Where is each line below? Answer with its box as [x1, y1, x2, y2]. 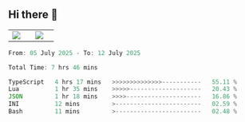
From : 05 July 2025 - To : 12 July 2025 [8, 49, 141, 57]
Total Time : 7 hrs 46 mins [8, 63, 98, 72]
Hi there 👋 [8, 8, 58, 22]
